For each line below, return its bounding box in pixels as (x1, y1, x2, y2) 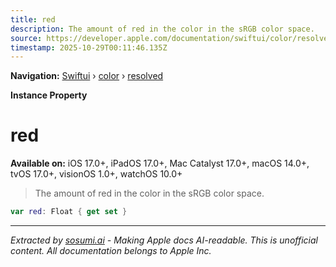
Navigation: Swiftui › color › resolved (10, 70, 164, 82)
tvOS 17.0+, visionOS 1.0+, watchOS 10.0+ (10, 168, 183, 180)
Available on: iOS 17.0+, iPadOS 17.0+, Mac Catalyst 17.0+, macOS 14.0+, (10, 157, 310, 170)
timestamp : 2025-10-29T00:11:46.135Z (10, 42, 168, 53)
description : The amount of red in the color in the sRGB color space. (10, 24, 315, 34)
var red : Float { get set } (10, 207, 128, 217)
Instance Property (10, 89, 88, 101)
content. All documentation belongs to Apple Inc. (10, 245, 212, 257)
